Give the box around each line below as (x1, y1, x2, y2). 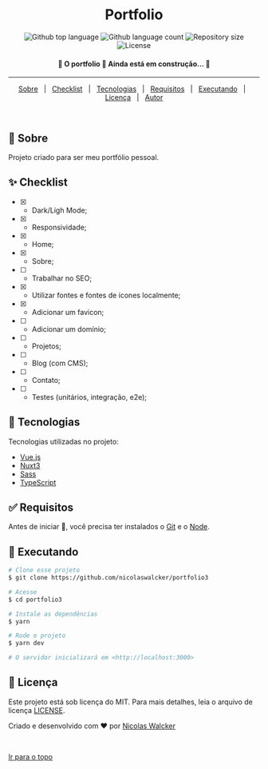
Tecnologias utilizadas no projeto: (8, 436, 120, 446)
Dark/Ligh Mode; (31, 205, 88, 215)
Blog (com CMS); (31, 358, 89, 368)
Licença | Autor (104, 93, 164, 102)
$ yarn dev (8, 640, 45, 647)
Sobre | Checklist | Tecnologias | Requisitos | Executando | (18, 84, 246, 94)
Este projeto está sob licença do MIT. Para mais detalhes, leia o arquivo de (8, 697, 253, 707)
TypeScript (19, 477, 57, 487)
